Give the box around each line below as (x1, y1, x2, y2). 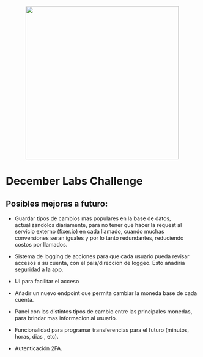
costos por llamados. (14, 241, 68, 248)
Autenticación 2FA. (14, 345, 62, 352)
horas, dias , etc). (14, 333, 59, 340)
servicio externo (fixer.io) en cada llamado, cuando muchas (14, 228, 164, 235)
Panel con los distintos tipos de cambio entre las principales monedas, (14, 308, 193, 315)
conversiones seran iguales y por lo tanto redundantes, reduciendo (14, 234, 184, 242)
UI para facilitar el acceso (14, 278, 79, 285)
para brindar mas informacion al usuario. (14, 315, 117, 321)
